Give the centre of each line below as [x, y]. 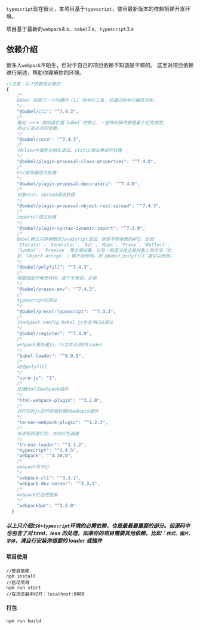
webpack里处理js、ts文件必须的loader [60, 345]
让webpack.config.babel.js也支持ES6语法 [65, 322]
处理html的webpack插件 [43, 389]
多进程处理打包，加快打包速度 [48, 434]
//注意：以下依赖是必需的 [33, 84]
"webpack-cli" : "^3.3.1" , [49, 478]
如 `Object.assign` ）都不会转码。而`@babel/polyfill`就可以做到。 [96, 256]
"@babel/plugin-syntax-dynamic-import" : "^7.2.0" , [81, 228]
